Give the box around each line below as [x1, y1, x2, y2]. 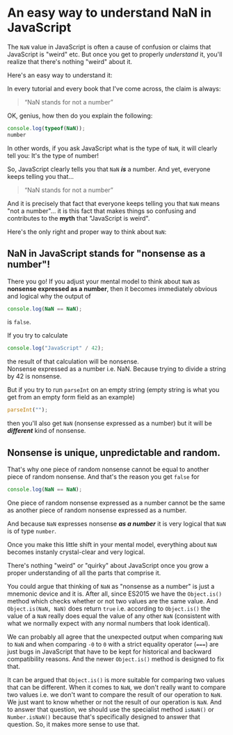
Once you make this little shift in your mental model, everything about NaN [7, 540, 217, 548]
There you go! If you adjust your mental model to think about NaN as [7, 277, 200, 285]
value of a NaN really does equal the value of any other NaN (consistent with [7, 611, 220, 620]
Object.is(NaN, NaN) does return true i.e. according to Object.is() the [7, 604, 211, 612]
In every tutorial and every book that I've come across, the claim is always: [7, 84, 221, 93]
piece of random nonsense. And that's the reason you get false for [7, 472, 200, 481]
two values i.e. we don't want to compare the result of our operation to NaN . [7, 690, 223, 699]
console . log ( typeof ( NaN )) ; [7, 125, 86, 132]
